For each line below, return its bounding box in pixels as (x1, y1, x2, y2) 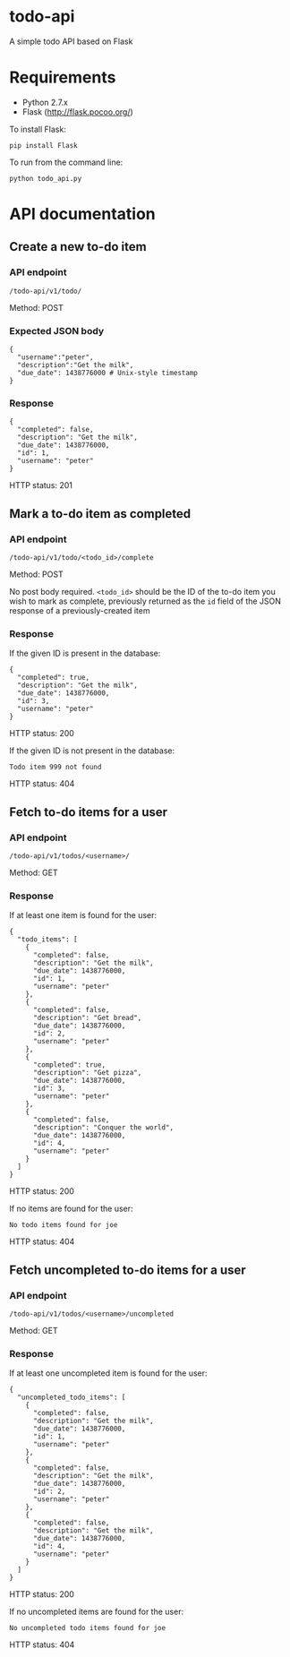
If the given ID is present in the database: (9, 648, 161, 659)
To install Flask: (9, 124, 67, 134)
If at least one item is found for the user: (9, 910, 158, 921)
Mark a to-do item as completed (9, 506, 192, 521)
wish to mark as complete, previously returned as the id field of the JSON (9, 596, 282, 606)
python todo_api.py (9, 174, 82, 183)
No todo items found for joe (9, 1221, 118, 1230)
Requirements (9, 67, 116, 88)
